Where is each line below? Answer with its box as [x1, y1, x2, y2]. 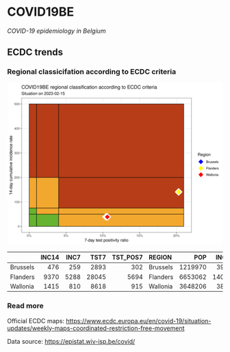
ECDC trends [7, 46, 64, 58]
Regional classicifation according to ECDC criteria [7, 67, 177, 77]
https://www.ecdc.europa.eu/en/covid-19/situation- [66, 316, 212, 325]
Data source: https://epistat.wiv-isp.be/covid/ [7, 337, 136, 345]
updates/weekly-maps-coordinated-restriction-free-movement [7, 324, 185, 332]
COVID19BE [7, 4, 74, 20]
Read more [7, 301, 44, 311]
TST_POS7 [112, 254, 144, 262]
